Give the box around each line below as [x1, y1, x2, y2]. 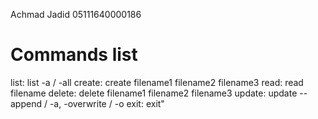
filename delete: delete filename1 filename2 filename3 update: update [10, 87, 298, 99]
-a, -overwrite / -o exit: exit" [49, 97, 165, 109]
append [10, 97, 43, 109]
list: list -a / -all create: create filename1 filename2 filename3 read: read [10, 76, 304, 88]
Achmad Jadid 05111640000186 [10, 9, 142, 20]
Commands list [10, 44, 138, 66]
